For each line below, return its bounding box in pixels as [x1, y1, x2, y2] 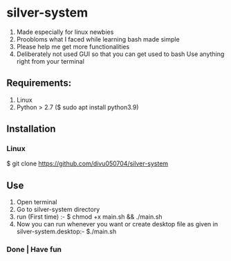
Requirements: [6, 78, 72, 89]
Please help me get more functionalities [16, 42, 130, 51]
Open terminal [16, 198, 57, 206]
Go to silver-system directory [16, 206, 100, 214]
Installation [6, 123, 56, 135]
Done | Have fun [6, 244, 62, 254]
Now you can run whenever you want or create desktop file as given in [16, 220, 219, 228]
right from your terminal [16, 57, 84, 65]
